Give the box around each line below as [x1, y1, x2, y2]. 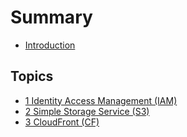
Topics [10, 68, 54, 85]
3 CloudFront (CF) [24, 116, 100, 128]
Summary [10, 6, 93, 29]
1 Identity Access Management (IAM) [24, 94, 178, 106]
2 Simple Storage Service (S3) [24, 105, 150, 117]
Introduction [24, 39, 76, 51]
